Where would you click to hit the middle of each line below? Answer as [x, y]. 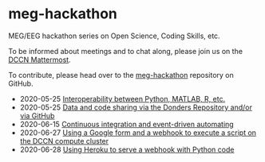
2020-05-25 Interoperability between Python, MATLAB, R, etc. [123, 98]
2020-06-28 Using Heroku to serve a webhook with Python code [127, 149]
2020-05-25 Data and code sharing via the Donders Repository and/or [136, 107]
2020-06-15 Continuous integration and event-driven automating [127, 124]
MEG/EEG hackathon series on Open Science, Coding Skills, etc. [115, 36]
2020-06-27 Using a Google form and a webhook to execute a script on [138, 133]
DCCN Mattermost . [40, 60]
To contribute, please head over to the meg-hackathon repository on [121, 75]
